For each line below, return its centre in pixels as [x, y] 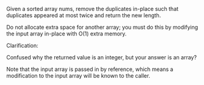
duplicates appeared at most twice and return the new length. [84, 15]
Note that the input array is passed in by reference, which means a [90, 69]
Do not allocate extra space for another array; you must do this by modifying [102, 27]
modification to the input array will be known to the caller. [78, 76]
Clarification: [22, 46]
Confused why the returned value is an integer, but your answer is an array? [101, 57]
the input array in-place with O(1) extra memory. [66, 34]
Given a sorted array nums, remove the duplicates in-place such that [92, 9]
